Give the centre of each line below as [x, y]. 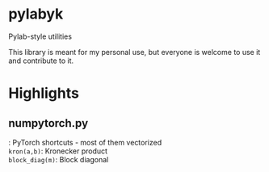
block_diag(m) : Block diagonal [59, 159]
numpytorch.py [48, 123]
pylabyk [36, 14]
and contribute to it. [41, 61]
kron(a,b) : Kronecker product [58, 151]
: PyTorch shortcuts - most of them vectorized [85, 142]
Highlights [44, 93]
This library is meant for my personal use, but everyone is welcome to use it [134, 52]
